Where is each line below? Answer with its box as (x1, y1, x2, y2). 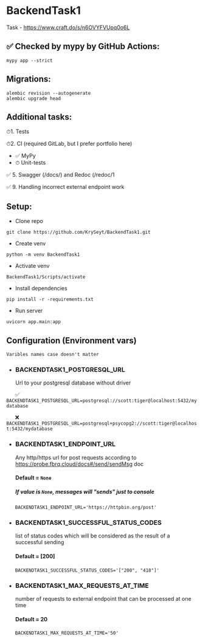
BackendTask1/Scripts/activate (6, 274, 86, 280)
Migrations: (6, 74, 52, 84)
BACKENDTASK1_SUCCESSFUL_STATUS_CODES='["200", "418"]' (15, 567, 160, 573)
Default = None (15, 474, 52, 482)
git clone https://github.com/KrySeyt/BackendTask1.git (6, 229, 151, 236)
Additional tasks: (6, 112, 72, 122)
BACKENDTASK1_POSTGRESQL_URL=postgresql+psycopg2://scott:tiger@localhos (6, 420, 198, 427)
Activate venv (15, 262, 50, 270)
